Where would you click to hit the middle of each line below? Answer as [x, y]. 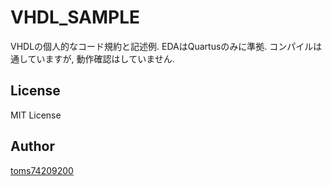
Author [32, 146]
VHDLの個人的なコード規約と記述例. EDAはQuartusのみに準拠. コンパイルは [166, 46]
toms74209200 [42, 170]
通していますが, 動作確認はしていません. [92, 58]
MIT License [36, 115]
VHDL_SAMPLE [75, 17]
